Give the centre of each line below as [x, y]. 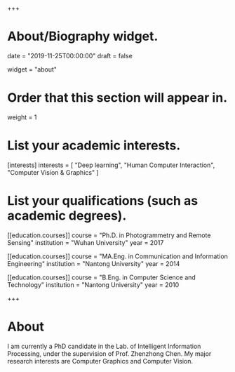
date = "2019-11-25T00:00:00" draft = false [70, 55]
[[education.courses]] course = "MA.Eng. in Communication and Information [117, 256]
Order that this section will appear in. [117, 98]
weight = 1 [22, 117]
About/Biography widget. [83, 36]
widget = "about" [32, 69]
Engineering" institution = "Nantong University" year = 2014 [94, 263]
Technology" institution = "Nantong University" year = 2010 [93, 284]
